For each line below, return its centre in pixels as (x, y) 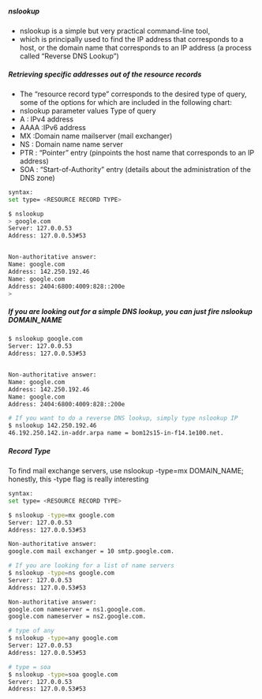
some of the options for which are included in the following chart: (126, 102)
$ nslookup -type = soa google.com (63, 675)
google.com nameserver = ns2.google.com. (77, 617)
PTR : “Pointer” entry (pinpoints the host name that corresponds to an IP (137, 152)
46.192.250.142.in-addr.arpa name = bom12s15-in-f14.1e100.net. (116, 433)
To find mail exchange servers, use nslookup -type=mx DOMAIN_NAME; (126, 471)
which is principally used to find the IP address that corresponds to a (131, 39)
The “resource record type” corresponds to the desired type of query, (133, 94)
